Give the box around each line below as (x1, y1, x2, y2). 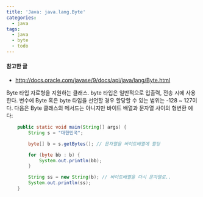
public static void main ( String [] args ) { (17, 124, 127, 131)
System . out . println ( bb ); (38, 157, 102, 163)
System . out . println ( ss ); (28, 180, 91, 186)
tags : (6, 26, 20, 32)
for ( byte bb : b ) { (28, 152, 80, 158)
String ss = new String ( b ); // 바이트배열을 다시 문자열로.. (28, 174, 172, 181)
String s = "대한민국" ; (28, 129, 84, 136)
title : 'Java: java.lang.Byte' (6, 9, 86, 15)
